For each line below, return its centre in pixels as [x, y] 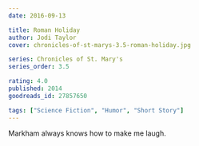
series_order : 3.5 [39, 67]
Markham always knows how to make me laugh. [87, 133]
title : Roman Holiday [44, 30]
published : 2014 [35, 89]
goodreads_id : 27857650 [48, 96]
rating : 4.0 [28, 81]
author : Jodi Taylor [43, 37]
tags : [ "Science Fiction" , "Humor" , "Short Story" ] [96, 110]
